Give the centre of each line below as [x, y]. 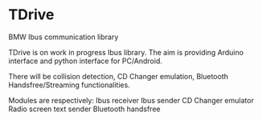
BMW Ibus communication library [63, 37]
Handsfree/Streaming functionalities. [69, 85]
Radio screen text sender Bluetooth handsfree [84, 109]
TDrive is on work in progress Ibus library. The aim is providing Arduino [126, 52]
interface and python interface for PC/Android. [86, 61]
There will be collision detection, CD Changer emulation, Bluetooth [119, 76]
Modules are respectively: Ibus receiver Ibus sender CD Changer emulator [131, 100]
